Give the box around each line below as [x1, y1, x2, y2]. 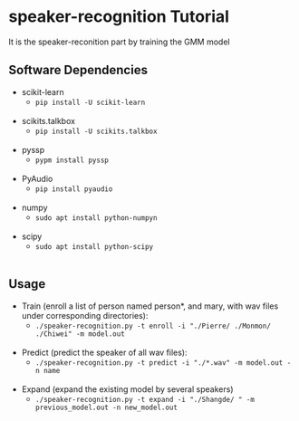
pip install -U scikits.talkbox [34, 127, 158, 136]
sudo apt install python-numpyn [34, 213, 158, 223]
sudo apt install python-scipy [34, 242, 154, 251]
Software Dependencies [8, 62, 149, 78]
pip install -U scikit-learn [34, 98, 146, 107]
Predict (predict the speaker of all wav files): [21, 347, 188, 358]
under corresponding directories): [21, 310, 149, 321]
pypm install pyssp [34, 156, 110, 165]
